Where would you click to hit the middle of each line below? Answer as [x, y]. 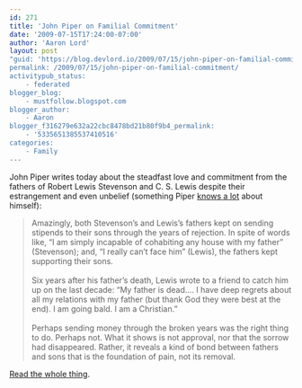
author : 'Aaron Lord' [50, 43]
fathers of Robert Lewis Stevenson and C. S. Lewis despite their [127, 186]
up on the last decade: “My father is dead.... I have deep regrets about [161, 289]
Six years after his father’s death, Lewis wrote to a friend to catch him [160, 280]
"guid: [22, 59]
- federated [48, 84]
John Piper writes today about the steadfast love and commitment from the [148, 177]
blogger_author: [40, 110]
